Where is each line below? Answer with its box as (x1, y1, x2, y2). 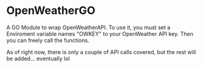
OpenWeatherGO (6, 4, 96, 18)
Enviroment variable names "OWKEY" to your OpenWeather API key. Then (6, 30, 193, 37)
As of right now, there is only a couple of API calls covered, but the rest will (6, 48, 196, 55)
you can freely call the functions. (6, 36, 90, 44)
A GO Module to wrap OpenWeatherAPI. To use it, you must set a (6, 24, 171, 31)
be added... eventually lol (6, 55, 70, 62)
